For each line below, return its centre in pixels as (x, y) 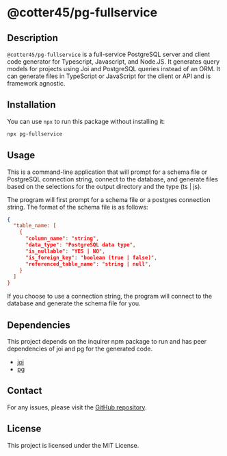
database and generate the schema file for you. (74, 303)
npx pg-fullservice (35, 134)
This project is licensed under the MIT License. (73, 445)
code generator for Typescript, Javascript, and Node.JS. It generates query (113, 62)
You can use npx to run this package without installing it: (86, 121)
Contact (25, 391)
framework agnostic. (36, 83)
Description (32, 38)
